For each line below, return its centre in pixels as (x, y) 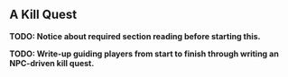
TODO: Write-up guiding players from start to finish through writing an (144, 54)
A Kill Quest (43, 15)
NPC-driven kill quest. (52, 63)
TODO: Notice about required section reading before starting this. (135, 36)
